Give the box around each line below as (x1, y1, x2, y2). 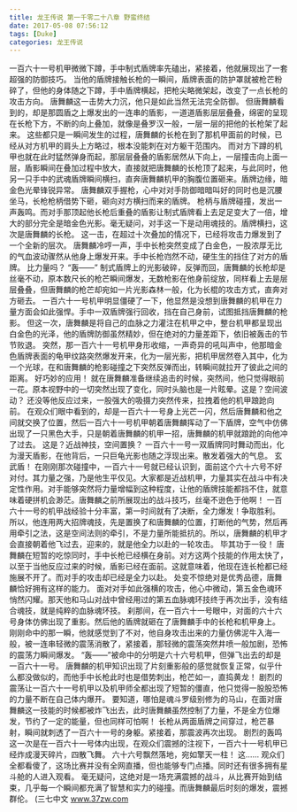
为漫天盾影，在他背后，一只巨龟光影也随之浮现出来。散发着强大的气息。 (9, 451, 272, 461)
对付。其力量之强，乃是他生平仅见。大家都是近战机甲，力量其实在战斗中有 (9, 473, 280, 483)
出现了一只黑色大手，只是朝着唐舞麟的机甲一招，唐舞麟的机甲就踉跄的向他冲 (9, 429, 288, 439)
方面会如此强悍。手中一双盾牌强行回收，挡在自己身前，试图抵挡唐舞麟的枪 (16, 306, 288, 317)
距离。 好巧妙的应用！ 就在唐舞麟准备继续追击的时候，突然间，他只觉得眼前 (9, 373, 285, 383)
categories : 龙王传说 (9, 37, 84, 47)
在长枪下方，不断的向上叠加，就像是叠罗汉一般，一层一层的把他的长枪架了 (9, 119, 280, 129)
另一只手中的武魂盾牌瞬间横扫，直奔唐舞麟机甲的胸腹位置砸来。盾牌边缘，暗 (9, 174, 288, 184)
